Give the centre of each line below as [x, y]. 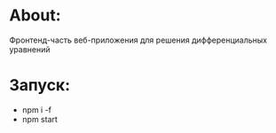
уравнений [30, 49]
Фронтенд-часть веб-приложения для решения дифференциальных [138, 40]
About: [35, 16]
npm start [39, 119]
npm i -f [36, 110]
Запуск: [40, 86]
